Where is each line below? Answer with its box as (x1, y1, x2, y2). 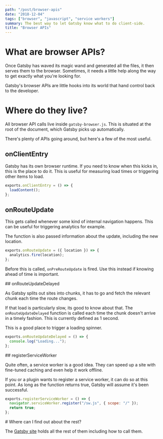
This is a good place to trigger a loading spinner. (5, 324, 102, 331)
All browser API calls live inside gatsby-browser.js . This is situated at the (5, 121, 151, 127)
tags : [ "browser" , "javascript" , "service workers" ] (5, 16, 115, 21)
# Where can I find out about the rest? (5, 419, 81, 424)
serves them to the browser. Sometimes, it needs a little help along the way (5, 68, 156, 74)
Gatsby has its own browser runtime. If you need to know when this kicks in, (5, 163, 158, 169)
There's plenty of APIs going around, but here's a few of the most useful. (5, 136, 152, 142)
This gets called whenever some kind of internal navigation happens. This (5, 219, 154, 224)
